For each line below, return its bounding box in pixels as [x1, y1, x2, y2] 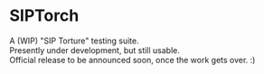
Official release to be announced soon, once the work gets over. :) [9, 54, 256, 65]
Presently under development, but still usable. [9, 44, 181, 55]
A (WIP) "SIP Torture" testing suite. [9, 35, 139, 46]
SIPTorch [9, 5, 80, 26]
